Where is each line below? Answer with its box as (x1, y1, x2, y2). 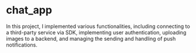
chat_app (6, 3, 53, 17)
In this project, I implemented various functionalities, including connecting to (6, 23, 190, 30)
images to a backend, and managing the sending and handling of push (6, 35, 176, 42)
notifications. (6, 41, 38, 48)
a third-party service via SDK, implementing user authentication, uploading (6, 29, 187, 36)
